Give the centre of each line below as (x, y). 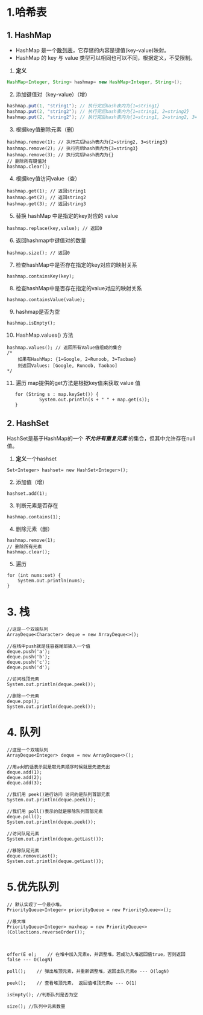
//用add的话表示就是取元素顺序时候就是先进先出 (58, 767)
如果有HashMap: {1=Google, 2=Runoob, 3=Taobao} (77, 359)
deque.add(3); (25, 783)
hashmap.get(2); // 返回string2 (46, 197)
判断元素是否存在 (37, 506)
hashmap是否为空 (38, 311)
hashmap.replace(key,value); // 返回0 (55, 228)
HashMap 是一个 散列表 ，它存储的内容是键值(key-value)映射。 (92, 50)
